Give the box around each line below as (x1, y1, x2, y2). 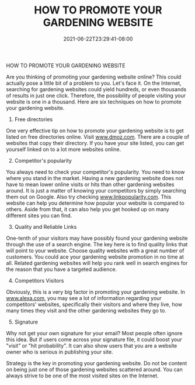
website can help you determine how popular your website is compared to (6, 200, 185, 207)
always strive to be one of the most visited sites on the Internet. (6, 372, 159, 379)
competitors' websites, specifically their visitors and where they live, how (6, 301, 183, 308)
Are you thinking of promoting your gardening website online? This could (6, 73, 182, 80)
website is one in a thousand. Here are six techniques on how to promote (6, 98, 182, 105)
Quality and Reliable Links (14, 223, 77, 230)
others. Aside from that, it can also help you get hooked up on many (6, 205, 169, 212)
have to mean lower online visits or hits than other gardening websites (6, 181, 175, 188)
